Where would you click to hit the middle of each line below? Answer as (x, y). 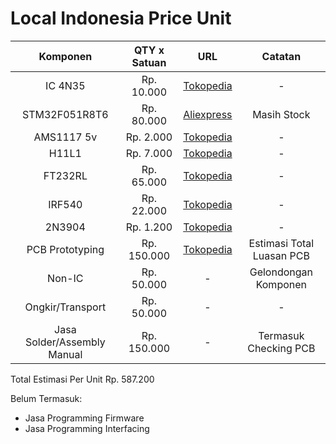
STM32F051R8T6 (65, 114)
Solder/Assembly (65, 342)
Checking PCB (281, 348)
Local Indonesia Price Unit (121, 18)
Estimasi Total (281, 243)
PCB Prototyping (65, 249)
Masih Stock (281, 114)
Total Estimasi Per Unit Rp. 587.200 (82, 379)
